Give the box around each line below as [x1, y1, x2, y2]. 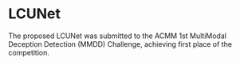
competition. [8, 48, 50, 57]
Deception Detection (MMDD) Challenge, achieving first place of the [8, 39, 233, 48]
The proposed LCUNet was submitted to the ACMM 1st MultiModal [8, 31, 227, 40]
